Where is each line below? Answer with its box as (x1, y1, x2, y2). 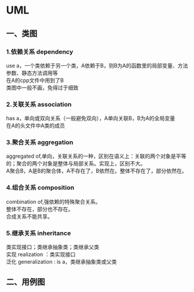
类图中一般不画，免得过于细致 (6, 84, 78, 91)
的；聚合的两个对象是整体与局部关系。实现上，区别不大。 (6, 160, 146, 167)
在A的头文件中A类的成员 (6, 122, 65, 130)
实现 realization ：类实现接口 (6, 251, 76, 258)
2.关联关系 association (6, 100, 72, 108)
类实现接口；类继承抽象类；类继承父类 (6, 244, 99, 251)
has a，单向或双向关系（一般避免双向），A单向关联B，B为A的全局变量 (6, 115, 175, 122)
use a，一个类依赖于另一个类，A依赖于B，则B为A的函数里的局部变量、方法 (6, 62, 189, 69)
